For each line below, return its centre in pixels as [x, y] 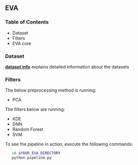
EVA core [22, 43]
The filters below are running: [35, 109]
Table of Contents [27, 22]
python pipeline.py [32, 158]
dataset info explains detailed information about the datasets [67, 66]
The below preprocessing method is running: [51, 90]
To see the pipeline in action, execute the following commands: [69, 144]
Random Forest [28, 130]
